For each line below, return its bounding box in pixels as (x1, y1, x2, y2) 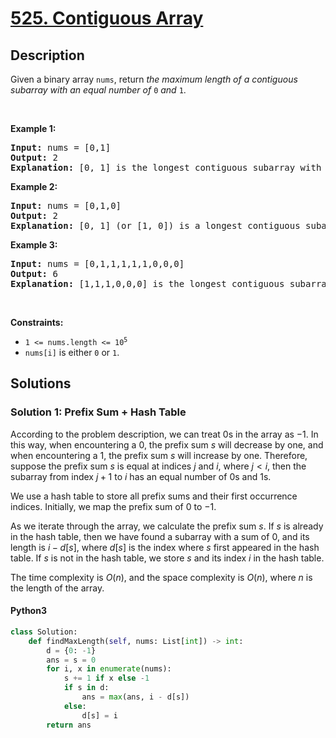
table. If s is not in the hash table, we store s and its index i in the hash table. (10, 552, 325, 564)
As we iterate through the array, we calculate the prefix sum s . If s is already (10, 520, 324, 532)
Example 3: (10, 239, 58, 251)
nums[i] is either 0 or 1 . (24, 347, 120, 358)
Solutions (10, 375, 72, 392)
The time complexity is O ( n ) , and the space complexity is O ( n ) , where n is (10, 571, 313, 583)
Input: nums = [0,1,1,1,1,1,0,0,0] (10, 258, 185, 269)
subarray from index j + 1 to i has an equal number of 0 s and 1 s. (10, 470, 272, 482)
